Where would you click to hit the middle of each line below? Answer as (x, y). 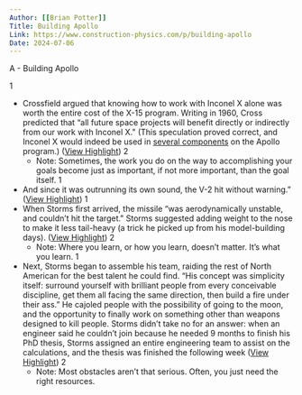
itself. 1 (49, 180)
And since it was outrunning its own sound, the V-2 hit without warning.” (156, 189)
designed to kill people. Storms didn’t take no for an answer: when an (151, 324)
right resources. (65, 381)
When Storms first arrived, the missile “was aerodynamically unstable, (153, 209)
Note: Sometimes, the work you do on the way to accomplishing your (164, 161)
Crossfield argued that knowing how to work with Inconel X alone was (152, 104)
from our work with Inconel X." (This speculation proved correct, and (150, 133)
